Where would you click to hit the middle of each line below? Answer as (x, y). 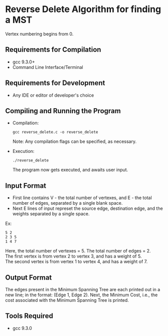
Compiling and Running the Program (63, 111)
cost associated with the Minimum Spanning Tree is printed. (67, 300)
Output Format (29, 277)
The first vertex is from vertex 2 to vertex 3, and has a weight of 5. (73, 256)
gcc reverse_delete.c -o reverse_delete (55, 132)
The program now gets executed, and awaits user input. (70, 170)
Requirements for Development (55, 83)
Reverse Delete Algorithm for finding (83, 9)
